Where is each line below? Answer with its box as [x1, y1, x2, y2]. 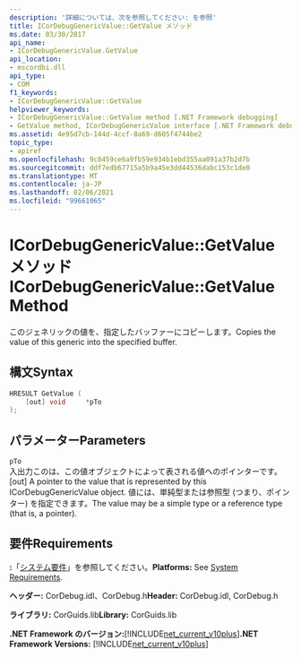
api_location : [9, 55, 63, 64]
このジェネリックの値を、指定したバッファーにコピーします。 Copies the [9, 326, 276, 337]
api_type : [9, 72, 47, 81]
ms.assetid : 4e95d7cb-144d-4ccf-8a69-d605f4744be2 [9, 130, 202, 139]
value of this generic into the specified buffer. [9, 336, 177, 347]
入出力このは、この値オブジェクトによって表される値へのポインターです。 [9, 466, 282, 477]
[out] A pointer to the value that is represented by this [9, 476, 208, 487]
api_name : [9, 38, 47, 48]
